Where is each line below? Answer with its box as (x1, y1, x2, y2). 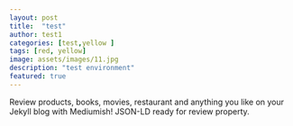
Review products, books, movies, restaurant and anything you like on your (9, 96, 285, 107)
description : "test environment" (9, 64, 135, 73)
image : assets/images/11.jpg (9, 55, 119, 64)
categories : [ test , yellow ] (9, 38, 115, 48)
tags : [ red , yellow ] (9, 47, 87, 56)
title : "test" (9, 22, 67, 31)
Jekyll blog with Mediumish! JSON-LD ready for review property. (9, 105, 250, 117)
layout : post (9, 13, 59, 22)
